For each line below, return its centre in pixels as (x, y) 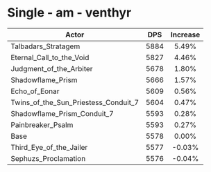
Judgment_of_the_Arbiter (52, 68)
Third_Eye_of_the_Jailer (49, 147)
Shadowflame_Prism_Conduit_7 (62, 113)
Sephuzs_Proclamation (48, 158)
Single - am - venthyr (69, 13)
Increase (185, 35)
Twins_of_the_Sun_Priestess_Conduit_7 (75, 102)
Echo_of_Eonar (35, 91)
